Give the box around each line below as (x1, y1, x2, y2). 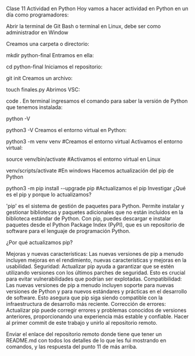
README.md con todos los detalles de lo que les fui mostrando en (6, 337, 166, 344)
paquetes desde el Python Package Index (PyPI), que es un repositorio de (6, 221, 185, 228)
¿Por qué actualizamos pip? (6, 239, 73, 246)
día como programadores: (6, 11, 69, 18)
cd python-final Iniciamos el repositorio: (6, 63, 103, 70)
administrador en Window (6, 29, 69, 36)
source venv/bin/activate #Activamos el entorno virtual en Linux (6, 156, 161, 163)
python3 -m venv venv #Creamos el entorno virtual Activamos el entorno (6, 138, 183, 145)
